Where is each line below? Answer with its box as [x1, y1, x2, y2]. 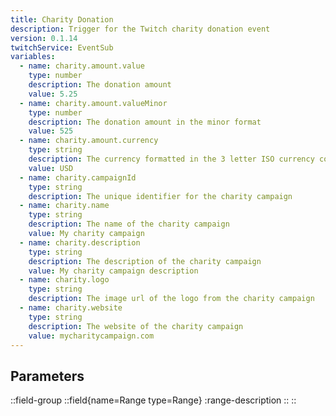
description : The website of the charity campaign [28, 321, 244, 331]
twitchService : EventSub [10, 42, 114, 53]
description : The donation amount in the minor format [28, 117, 262, 127]
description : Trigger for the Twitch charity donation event [10, 24, 271, 34]
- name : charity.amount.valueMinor [19, 98, 168, 108]
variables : [10, 52, 56, 62]
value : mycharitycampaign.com [28, 331, 155, 341]
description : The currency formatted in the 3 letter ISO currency [28, 154, 315, 164]
